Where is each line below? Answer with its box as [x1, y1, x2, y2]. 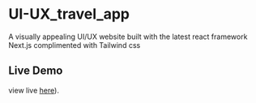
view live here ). [8, 85, 59, 95]
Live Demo [8, 64, 63, 78]
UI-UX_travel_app [8, 5, 130, 24]
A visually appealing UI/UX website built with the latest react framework [8, 32, 248, 41]
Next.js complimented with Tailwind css [8, 40, 141, 49]
